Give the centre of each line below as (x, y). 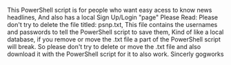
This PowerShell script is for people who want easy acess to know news (110, 10)
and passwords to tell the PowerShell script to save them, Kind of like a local (115, 32)
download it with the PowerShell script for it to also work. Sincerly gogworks (115, 54)
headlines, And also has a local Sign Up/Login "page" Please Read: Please (113, 17)
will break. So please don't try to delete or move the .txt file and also (104, 47)
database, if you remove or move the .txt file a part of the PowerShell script (114, 39)
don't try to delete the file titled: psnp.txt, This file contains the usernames (112, 25)
